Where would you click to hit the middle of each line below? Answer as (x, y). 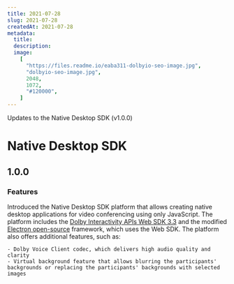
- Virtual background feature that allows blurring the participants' (112, 261)
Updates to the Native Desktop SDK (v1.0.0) (70, 118)
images (17, 274)
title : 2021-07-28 (34, 14)
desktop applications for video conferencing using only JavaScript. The (110, 214)
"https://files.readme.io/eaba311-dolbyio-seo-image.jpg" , (113, 66)
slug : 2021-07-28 (32, 20)
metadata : (22, 33)
